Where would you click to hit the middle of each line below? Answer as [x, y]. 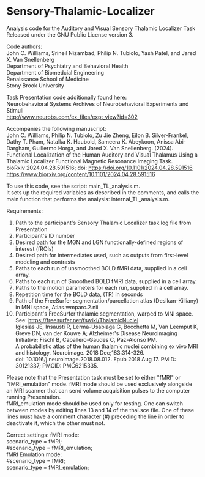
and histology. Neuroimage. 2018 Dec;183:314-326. [80, 352]
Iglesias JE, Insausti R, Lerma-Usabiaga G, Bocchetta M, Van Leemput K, [107, 327]
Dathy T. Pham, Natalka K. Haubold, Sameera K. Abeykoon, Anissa [90, 141]
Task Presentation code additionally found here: [67, 97]
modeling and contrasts [45, 262]
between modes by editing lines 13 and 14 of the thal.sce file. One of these [100, 410]
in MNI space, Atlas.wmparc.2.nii [57, 307]
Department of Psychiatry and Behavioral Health [67, 66]
